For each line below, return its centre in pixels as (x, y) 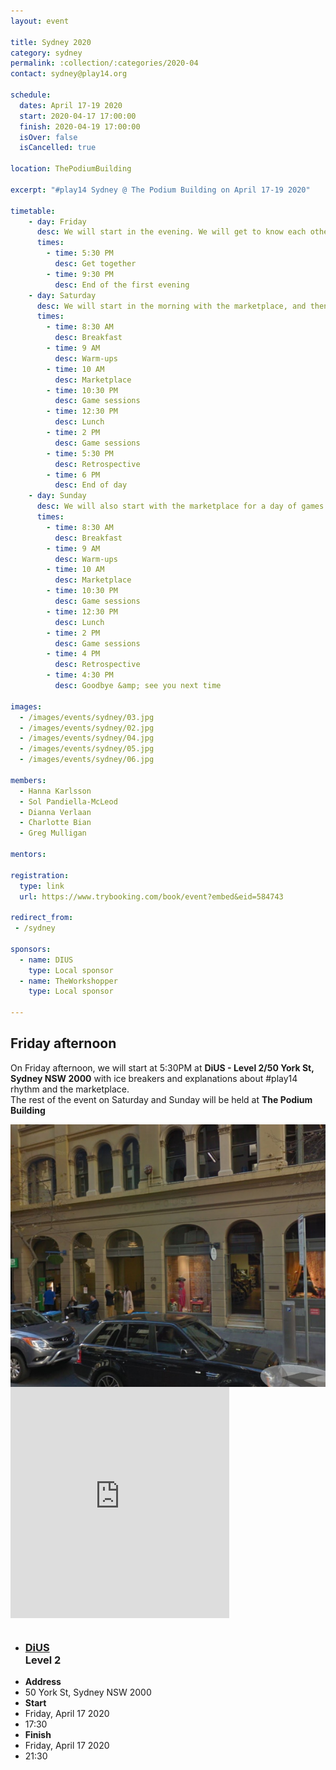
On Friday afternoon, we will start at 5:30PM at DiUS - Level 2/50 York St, (162, 1067)
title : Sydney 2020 (51, 42)
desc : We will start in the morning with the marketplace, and (171, 306)
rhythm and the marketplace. (70, 1089)
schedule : (31, 95)
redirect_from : (42, 918)
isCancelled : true (58, 148)
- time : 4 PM (73, 654)
